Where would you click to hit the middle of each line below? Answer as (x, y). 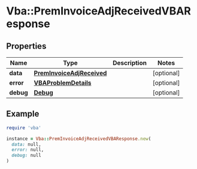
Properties (26, 46)
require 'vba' (24, 128)
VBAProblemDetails (63, 83)
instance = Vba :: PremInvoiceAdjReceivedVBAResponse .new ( (79, 139)
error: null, (28, 150)
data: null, (27, 144)
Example (23, 114)
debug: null (27, 155)
